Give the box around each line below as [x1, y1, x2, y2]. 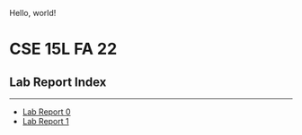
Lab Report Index [9, 74, 107, 89]
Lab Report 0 [22, 106, 71, 117]
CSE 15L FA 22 [9, 39, 118, 59]
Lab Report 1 [22, 116, 69, 126]
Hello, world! [9, 8, 57, 18]
